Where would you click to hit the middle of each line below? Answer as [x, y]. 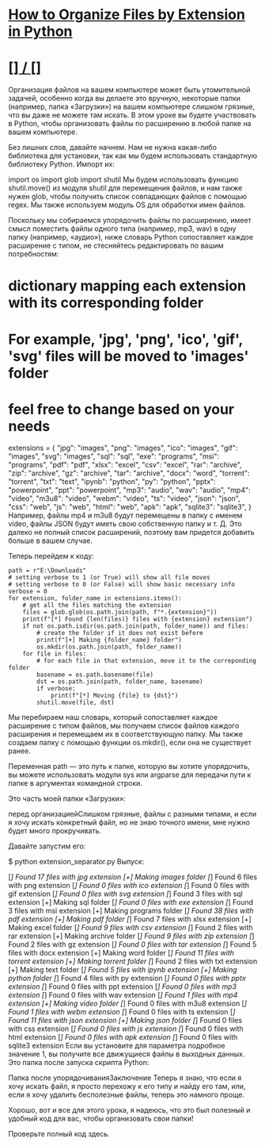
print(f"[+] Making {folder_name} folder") [109, 640]
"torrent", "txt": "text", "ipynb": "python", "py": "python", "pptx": [112, 482]
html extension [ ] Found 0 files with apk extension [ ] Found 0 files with [123, 1037]
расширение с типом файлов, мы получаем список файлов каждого [124, 726]
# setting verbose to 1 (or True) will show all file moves [110, 578]
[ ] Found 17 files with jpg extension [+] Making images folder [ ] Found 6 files [133, 877]
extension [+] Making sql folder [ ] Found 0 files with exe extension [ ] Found [131, 902]
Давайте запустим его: [47, 846]
